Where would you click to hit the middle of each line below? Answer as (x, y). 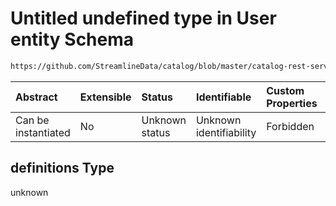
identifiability (226, 132)
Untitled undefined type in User (143, 18)
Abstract (36, 97)
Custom (285, 90)
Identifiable (223, 97)
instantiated (43, 132)
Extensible (105, 97)
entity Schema (72, 39)
